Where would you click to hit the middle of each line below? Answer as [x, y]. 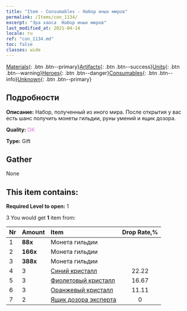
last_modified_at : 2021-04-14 [43, 28]
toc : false [19, 45]
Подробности [33, 98]
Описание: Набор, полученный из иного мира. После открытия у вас [94, 112]
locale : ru [19, 34]
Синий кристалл [74, 271]
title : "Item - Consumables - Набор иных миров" [67, 11]
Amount [33, 232]
